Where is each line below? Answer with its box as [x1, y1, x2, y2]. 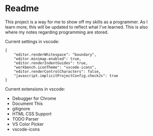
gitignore [12, 106, 31, 111]
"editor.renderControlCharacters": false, [14, 69, 101, 74]
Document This [12, 100, 43, 106]
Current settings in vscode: [5, 38, 60, 44]
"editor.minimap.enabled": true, [14, 56, 82, 61]
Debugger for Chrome [12, 95, 57, 101]
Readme [5, 3, 39, 14]
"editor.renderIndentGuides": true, [14, 60, 88, 65]
